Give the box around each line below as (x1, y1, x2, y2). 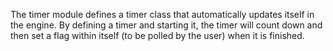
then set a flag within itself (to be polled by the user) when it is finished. (10, 30, 305, 41)
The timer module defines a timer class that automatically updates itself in (10, 9, 315, 20)
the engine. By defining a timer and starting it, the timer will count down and (10, 19, 323, 31)
